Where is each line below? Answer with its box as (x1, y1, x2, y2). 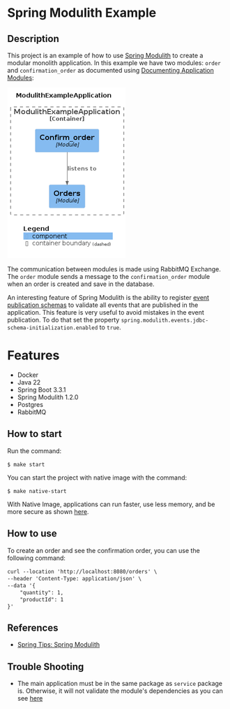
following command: (7, 554, 66, 562)
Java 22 (17, 378, 41, 386)
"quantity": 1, (20, 589, 64, 596)
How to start (7, 428, 62, 440)
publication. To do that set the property (7, 316, 120, 324)
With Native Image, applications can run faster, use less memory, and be (7, 500, 215, 508)
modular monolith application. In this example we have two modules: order (7, 59, 221, 67)
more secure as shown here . (7, 507, 89, 515)
